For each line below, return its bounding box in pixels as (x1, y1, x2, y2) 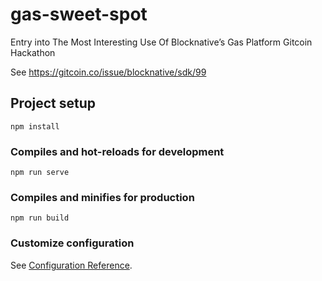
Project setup (10, 95, 97, 112)
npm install (10, 121, 60, 132)
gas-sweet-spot (10, 3, 148, 26)
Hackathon (10, 46, 56, 58)
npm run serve (10, 168, 70, 178)
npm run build (10, 213, 70, 223)
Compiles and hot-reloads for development (10, 144, 225, 158)
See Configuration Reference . (10, 259, 133, 271)
